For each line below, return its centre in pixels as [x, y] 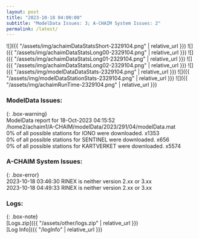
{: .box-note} [22, 217]
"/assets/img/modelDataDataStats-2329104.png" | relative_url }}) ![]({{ [102, 72]
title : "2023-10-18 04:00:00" [44, 18]
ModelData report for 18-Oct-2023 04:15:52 [61, 120]
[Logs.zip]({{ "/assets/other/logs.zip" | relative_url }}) [72, 223]
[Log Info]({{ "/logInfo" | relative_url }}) [54, 230]
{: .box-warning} [27, 113]
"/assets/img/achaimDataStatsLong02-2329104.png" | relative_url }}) [100, 66]
